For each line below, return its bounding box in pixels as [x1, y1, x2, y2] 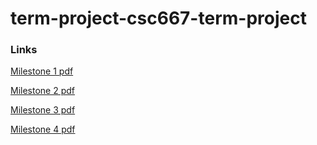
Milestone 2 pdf [10, 85, 75, 97]
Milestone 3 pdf [10, 104, 76, 116]
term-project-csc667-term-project [10, 7, 307, 30]
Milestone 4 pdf [10, 123, 76, 136]
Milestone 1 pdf [10, 65, 74, 77]
